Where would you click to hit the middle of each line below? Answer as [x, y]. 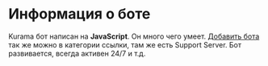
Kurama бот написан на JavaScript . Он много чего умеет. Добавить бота [134, 36]
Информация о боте [80, 14]
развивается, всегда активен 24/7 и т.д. [77, 53]
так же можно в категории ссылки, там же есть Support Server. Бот [125, 44]
